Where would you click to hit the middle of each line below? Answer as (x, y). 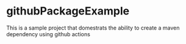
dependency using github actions (48, 34)
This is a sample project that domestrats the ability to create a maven (93, 28)
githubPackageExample (68, 11)
